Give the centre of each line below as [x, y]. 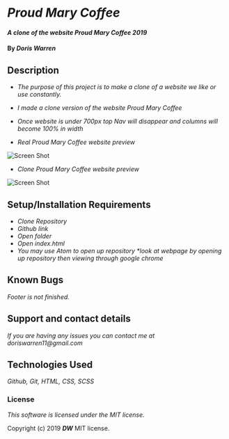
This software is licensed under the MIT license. [76, 415]
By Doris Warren [32, 48]
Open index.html [41, 244]
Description [33, 70]
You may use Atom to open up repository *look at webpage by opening [119, 251]
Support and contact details [69, 319]
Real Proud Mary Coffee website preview [76, 142]
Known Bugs [35, 280]
